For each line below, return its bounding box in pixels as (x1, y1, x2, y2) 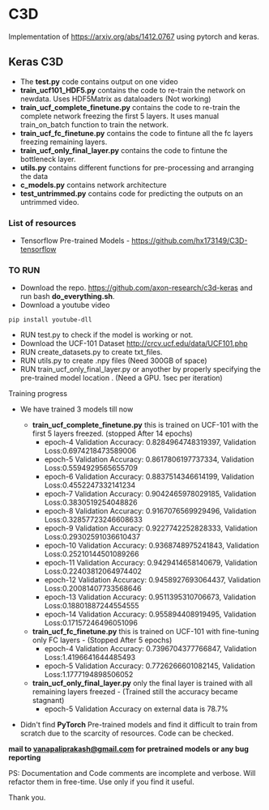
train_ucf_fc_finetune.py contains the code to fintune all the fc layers (19, 128, 254, 138)
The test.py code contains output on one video (19, 76, 178, 86)
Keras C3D (8, 55, 64, 69)
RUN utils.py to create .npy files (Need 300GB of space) (19, 356, 208, 365)
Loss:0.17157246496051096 (44, 618, 138, 628)
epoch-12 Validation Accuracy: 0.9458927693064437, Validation (44, 575, 261, 585)
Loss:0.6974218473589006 (44, 446, 137, 456)
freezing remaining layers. (19, 137, 108, 147)
